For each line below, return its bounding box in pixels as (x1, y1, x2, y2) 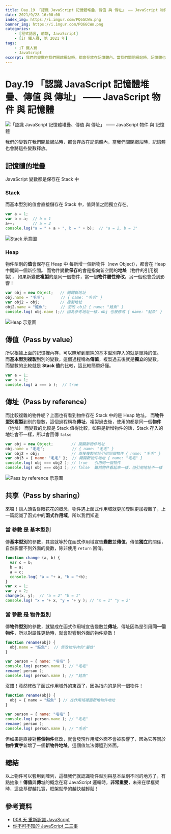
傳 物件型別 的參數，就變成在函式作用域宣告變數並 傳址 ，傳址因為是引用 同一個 (5, 623, 166, 630)
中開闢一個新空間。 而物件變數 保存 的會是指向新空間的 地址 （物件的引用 (5, 267, 154, 273)
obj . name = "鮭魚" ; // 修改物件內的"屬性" (10, 645, 96, 650)
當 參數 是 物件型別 (5, 611, 51, 618)
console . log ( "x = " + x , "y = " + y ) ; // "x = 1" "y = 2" (5, 598, 131, 603)
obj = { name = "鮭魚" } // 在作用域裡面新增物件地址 (10, 698, 116, 703)
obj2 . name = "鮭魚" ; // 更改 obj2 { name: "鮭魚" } (5, 304, 124, 309)
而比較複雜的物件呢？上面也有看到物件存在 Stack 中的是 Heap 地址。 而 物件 (5, 412, 164, 418)
